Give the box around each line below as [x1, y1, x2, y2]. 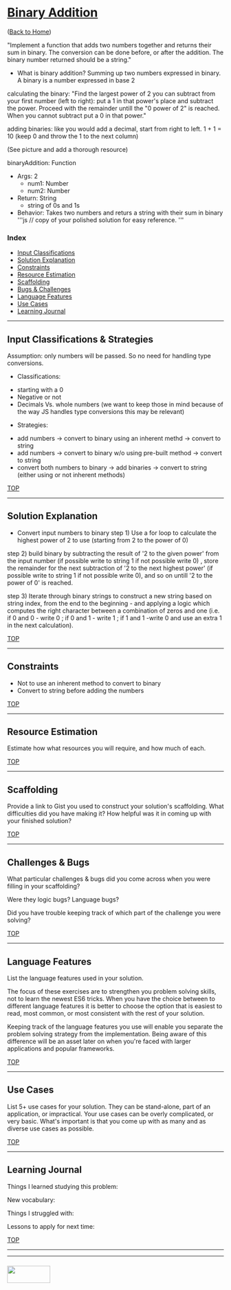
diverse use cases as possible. [7, 1124, 94, 1133]
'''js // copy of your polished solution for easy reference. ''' [16, 215, 184, 224]
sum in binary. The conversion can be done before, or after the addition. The [7, 48, 224, 56]
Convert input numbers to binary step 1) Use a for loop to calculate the [16, 528, 217, 537]
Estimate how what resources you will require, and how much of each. [7, 744, 206, 752]
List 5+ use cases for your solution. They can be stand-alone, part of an [7, 1102, 211, 1111]
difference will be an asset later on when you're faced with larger [7, 1037, 191, 1045]
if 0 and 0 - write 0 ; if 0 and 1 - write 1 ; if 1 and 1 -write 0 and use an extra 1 [7, 613, 222, 622]
